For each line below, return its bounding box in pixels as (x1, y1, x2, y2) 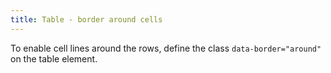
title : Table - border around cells (10, 14, 163, 25)
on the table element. (10, 52, 98, 65)
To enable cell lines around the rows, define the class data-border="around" (10, 42, 322, 54)
